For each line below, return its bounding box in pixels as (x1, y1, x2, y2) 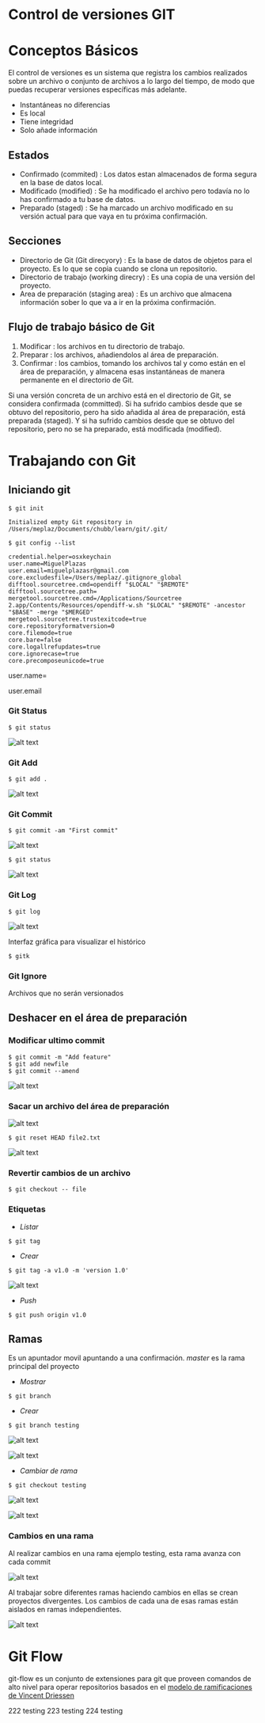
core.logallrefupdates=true (8, 643, 101, 651)
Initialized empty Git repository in (8, 518, 133, 526)
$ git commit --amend (8, 1067, 80, 1074)
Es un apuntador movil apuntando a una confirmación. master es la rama (8, 1353, 245, 1363)
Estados (8, 148, 50, 162)
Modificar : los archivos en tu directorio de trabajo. (19, 341, 185, 351)
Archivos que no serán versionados (8, 988, 124, 998)
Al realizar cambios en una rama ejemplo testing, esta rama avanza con (8, 1548, 241, 1558)
